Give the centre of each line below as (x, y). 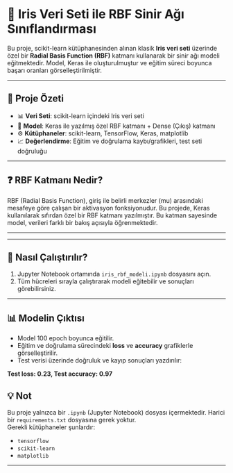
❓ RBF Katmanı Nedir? (55, 180)
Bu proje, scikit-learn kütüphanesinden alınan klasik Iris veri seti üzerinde (112, 48)
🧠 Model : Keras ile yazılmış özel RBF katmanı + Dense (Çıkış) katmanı (116, 126)
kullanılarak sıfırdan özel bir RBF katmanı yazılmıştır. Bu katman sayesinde (112, 215)
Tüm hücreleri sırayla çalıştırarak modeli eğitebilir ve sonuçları (105, 281)
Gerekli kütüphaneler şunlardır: (51, 427)
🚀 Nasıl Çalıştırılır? (48, 257)
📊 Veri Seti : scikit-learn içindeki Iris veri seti (80, 116)
